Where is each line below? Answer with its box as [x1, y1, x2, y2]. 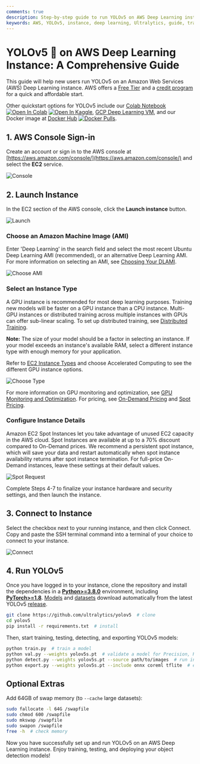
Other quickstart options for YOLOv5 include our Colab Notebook [6, 102, 167, 109]
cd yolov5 [6, 618, 31, 624]
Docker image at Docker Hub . [6, 115, 117, 122]
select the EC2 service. [6, 161, 64, 168]
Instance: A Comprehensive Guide [6, 58, 180, 72]
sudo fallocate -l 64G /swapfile [6, 706, 89, 712]
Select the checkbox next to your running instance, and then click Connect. [6, 524, 191, 531]
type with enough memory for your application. [6, 347, 122, 355]
